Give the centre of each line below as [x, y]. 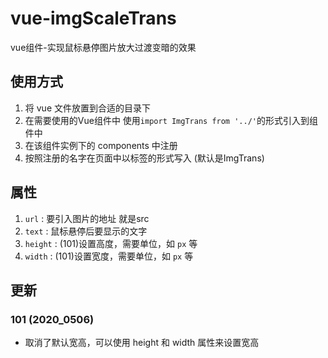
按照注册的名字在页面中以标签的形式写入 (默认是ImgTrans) [144, 158]
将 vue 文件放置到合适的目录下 [87, 108]
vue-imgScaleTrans [93, 18]
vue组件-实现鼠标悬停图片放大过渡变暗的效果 [103, 47]
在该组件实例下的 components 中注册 [101, 145]
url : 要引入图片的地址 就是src [87, 218]
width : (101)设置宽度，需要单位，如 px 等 [109, 256]
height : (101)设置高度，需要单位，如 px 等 [111, 243]
